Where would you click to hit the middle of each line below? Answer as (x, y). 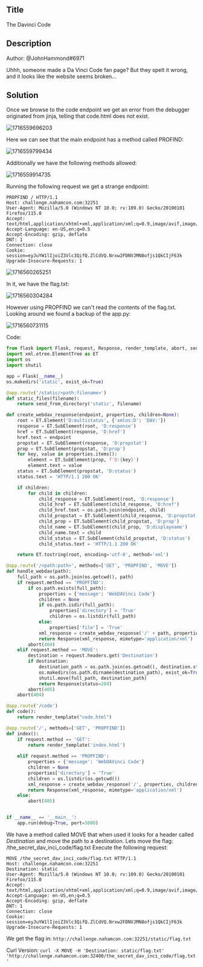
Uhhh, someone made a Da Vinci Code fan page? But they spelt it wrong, (97, 70)
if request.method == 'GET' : (54, 739)
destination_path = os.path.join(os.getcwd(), (98, 667)
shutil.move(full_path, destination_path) (93, 678)
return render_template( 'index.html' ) (77, 745)
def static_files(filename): (43, 399)
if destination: (48, 662)
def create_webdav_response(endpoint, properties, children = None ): (93, 415)
